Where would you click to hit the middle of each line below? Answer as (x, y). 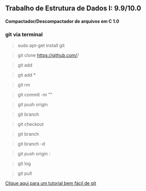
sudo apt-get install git (41, 46)
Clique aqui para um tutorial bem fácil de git (51, 183)
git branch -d (31, 144)
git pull (25, 173)
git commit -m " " (35, 95)
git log (24, 164)
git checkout (31, 124)
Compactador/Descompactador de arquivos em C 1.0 (62, 21)
